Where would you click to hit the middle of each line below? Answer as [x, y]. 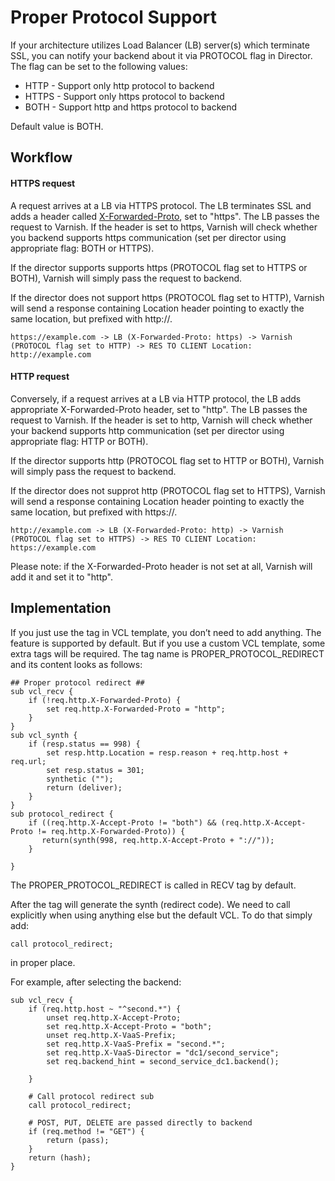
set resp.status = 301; [95, 770]
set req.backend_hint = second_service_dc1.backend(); [163, 1061]
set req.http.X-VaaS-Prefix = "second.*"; [136, 1044]
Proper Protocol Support [113, 17]
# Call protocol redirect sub [91, 1096]
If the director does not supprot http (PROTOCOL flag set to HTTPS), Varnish [168, 490]
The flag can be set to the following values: [99, 66]
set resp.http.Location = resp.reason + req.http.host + [167, 752]
